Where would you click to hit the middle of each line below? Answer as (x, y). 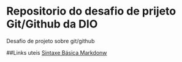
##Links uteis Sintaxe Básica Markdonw (57, 52)
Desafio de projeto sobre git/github (51, 41)
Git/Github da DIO (52, 24)
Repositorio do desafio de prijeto (91, 11)
